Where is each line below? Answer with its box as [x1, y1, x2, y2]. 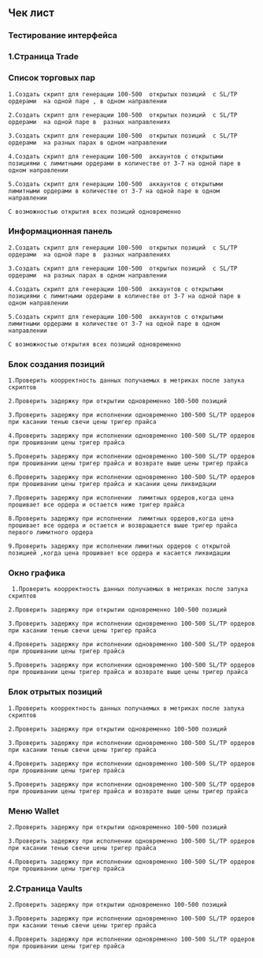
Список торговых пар [8, 73, 96, 84]
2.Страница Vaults [8, 883, 83, 894]
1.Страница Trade [8, 51, 79, 62]
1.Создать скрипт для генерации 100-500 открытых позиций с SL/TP [8, 90, 238, 98]
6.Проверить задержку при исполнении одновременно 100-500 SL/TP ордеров [8, 473, 256, 481]
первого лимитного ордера [8, 529, 93, 537]
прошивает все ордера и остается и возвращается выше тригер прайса [8, 522, 238, 530]
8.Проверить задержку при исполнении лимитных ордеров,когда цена [8, 515, 235, 523]
